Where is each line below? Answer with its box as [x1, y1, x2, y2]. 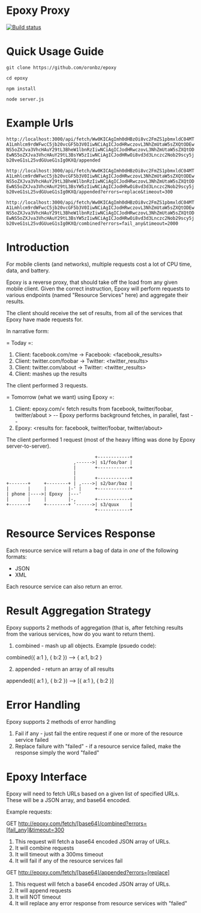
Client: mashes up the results [14, 370, 88, 377]
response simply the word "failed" [14, 748, 100, 756]
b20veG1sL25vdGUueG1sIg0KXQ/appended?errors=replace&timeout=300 [6, 189, 173, 195]
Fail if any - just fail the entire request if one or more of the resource [14, 730, 183, 737]
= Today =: [6, 339, 33, 347]
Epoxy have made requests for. [6, 316, 83, 323]
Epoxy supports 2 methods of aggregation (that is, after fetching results [6, 624, 184, 631]
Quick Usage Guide [6, 45, 104, 58]
